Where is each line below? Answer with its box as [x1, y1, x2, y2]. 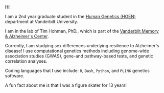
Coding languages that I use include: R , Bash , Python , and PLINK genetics [5, 68, 150, 74]
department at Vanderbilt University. [5, 19, 78, 24]
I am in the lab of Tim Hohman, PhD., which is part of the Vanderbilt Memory [5, 28, 159, 34]
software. [5, 73, 24, 78]
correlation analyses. [5, 58, 47, 64]
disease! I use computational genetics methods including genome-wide [5, 48, 149, 54]
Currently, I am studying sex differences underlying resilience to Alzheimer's [5, 43, 159, 48]
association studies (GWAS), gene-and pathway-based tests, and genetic [5, 53, 153, 59]
